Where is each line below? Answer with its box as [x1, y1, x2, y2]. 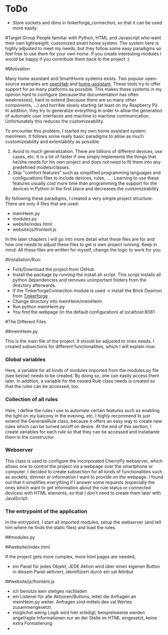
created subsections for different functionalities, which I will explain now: [5, 343, 156, 349]
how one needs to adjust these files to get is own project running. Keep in [5, 241, 157, 247]
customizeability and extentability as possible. [5, 139, 100, 145]
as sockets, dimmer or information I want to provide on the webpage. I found [5, 474, 163, 480]
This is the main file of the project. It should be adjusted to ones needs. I [5, 338, 154, 344]
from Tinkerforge [12, 293, 48, 299]
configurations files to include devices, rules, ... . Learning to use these [12, 175, 159, 181]
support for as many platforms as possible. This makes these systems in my [5, 86, 162, 92]
